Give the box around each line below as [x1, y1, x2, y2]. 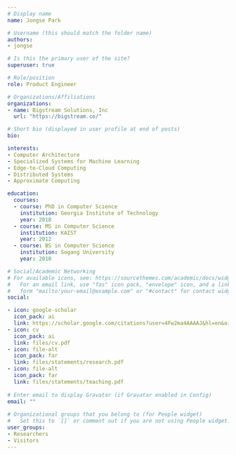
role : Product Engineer [7, 81, 77, 88]
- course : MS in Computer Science [13, 222, 114, 230]
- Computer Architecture [7, 151, 80, 158]
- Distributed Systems [7, 171, 74, 178]
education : [7, 190, 39, 197]
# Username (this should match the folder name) [7, 29, 152, 36]
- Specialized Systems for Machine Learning [7, 158, 140, 165]
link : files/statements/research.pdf [13, 359, 124, 366]
